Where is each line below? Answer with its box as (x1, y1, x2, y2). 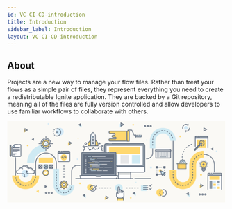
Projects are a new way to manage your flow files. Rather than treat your (7, 78, 214, 87)
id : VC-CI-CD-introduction (7, 11, 85, 18)
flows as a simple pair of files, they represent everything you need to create (7, 85, 224, 93)
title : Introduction (7, 18, 67, 26)
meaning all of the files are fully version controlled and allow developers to (7, 100, 221, 109)
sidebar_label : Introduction (7, 26, 92, 33)
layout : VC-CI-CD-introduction (7, 33, 98, 40)
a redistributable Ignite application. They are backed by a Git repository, (7, 93, 213, 101)
